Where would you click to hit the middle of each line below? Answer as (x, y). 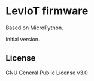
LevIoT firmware (47, 11)
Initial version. (23, 39)
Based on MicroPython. (34, 28)
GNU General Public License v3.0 (47, 73)
